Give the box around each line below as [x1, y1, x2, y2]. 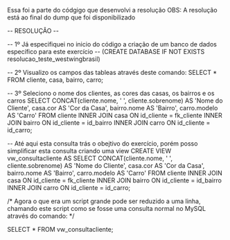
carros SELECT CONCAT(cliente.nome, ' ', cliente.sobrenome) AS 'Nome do [7, 96, 223, 105]
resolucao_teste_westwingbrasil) [7, 55, 100, 63]
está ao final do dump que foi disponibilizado [7, 13, 136, 22]
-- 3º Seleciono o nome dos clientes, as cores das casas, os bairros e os [7, 89, 215, 97]
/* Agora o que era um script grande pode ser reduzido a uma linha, [7, 197, 201, 205]
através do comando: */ [7, 212, 75, 220]
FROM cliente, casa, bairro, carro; [7, 76, 104, 84]
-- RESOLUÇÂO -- [7, 27, 59, 35]
